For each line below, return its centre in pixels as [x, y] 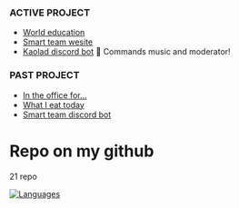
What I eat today [53, 104]
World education [54, 33]
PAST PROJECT [45, 75]
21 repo [24, 176]
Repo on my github [82, 151]
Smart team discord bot [67, 114]
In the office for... [55, 95]
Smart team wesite [58, 42]
